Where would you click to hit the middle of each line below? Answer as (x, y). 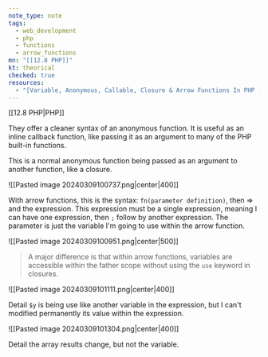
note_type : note (35, 16)
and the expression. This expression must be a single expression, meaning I (133, 209)
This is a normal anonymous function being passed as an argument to (123, 161)
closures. (43, 274)
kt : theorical (32, 68)
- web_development (46, 30)
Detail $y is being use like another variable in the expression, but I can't (125, 305)
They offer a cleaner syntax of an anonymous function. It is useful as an (126, 128)
